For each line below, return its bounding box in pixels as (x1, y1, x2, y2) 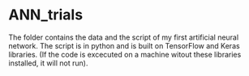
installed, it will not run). (8, 58, 88, 68)
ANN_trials (8, 6, 84, 24)
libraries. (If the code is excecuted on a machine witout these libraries (8, 49, 242, 59)
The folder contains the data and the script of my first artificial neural (8, 32, 239, 42)
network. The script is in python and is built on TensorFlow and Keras (8, 40, 241, 50)
